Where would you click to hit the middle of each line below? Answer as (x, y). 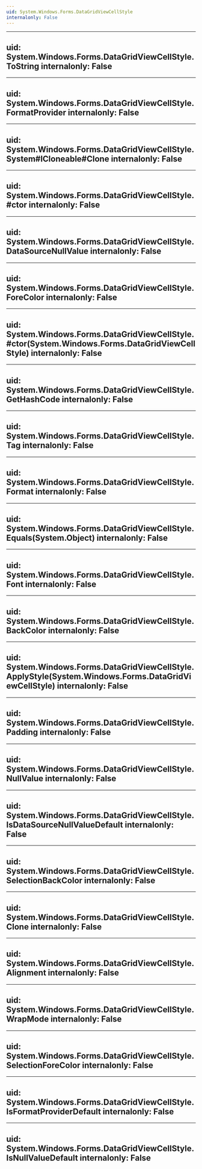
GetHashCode (33, 399)
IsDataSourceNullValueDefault (65, 825)
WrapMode (28, 1019)
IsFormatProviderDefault (54, 1111)
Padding (22, 732)
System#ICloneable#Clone (58, 159)
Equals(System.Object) (50, 538)
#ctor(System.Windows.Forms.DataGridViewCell (101, 344)
